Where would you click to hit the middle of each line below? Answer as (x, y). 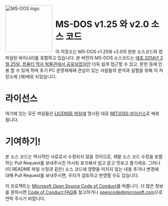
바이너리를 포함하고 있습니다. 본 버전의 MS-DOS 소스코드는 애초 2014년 (89, 57)
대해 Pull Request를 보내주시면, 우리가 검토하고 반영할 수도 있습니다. (72, 175)
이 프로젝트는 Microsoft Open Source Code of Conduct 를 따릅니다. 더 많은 (80, 186)
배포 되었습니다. (41, 76)
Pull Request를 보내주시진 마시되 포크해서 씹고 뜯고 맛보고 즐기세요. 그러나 (87, 162)
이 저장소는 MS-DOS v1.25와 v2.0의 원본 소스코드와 (107, 51)
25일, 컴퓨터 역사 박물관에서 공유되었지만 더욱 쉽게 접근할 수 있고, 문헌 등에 (84, 64)
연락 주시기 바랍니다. (25, 198)
